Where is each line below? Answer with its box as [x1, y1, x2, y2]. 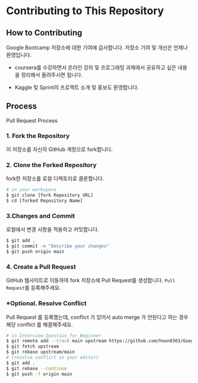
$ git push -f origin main [6, 371, 72, 377]
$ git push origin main [6, 249, 65, 255]
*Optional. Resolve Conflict [6, 299, 87, 307]
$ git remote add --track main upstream [6, 338, 107, 344]
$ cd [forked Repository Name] [6, 198, 83, 204]
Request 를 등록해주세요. [6, 284, 61, 292]
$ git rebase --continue [6, 365, 67, 371]
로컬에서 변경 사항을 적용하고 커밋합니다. [6, 226, 99, 233]
